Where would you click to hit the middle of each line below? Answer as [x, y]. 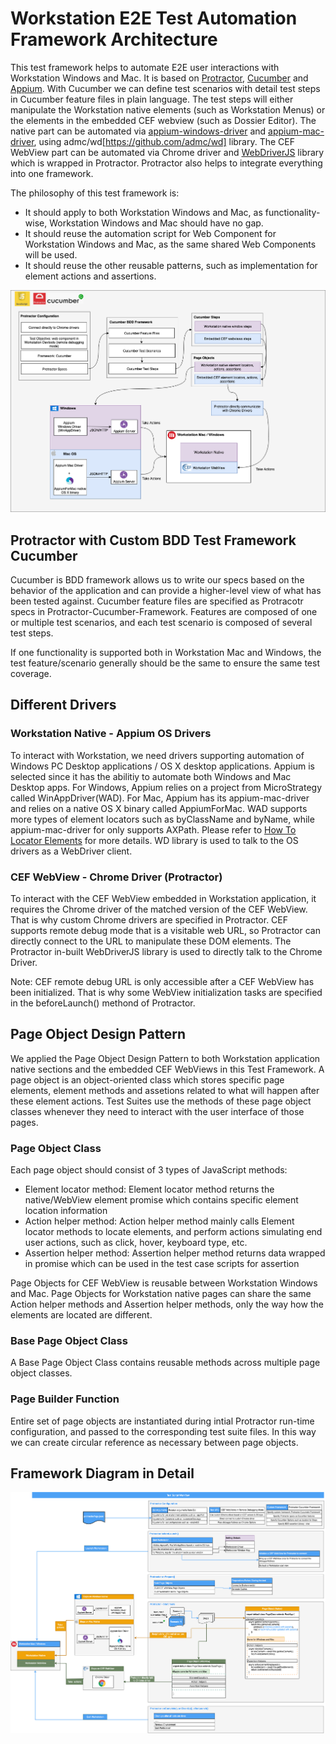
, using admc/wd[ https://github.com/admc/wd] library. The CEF [164, 141]
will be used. [51, 254]
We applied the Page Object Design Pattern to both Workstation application [165, 1058]
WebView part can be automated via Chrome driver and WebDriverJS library [167, 152]
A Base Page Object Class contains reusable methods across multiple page [165, 1363]
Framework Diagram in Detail [102, 1473]
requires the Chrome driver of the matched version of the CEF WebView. [159, 909]
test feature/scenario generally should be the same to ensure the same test [165, 663]
